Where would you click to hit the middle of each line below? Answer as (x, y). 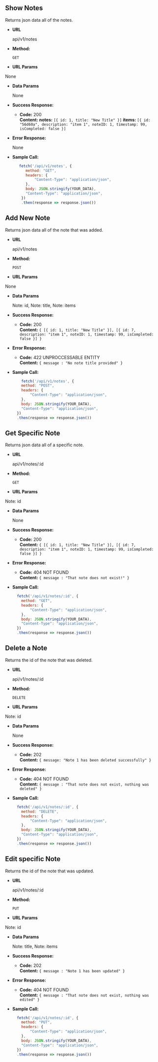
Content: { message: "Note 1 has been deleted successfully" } (85, 760)
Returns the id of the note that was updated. (50, 871)
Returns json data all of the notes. (39, 20)
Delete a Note (26, 648)
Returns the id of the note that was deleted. (49, 660)
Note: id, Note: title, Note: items (44, 305)
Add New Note (28, 218)
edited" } (30, 999)
